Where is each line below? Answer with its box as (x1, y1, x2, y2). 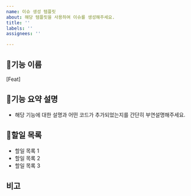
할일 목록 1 (14, 147, 40, 154)
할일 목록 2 (14, 154, 40, 162)
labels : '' (6, 25, 33, 31)
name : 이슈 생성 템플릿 (6, 8, 56, 15)
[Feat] (6, 75, 21, 83)
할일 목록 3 (14, 162, 40, 169)
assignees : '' (6, 31, 41, 37)
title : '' (6, 20, 31, 26)
